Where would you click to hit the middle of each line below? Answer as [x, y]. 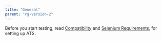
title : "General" [23, 10]
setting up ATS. [20, 33]
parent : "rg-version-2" [29, 14]
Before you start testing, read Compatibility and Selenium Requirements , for [81, 28]
